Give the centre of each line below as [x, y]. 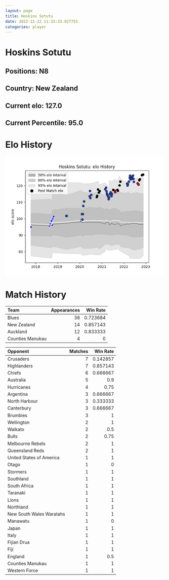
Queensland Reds [26, 450]
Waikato [16, 429]
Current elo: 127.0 [34, 106]
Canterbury [19, 408]
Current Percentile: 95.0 [44, 123]
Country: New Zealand [42, 89]
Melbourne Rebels [26, 443]
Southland [18, 479]
